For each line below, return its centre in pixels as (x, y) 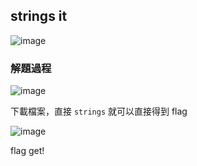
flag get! (27, 151)
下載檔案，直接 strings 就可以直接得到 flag (99, 111)
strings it (39, 16)
